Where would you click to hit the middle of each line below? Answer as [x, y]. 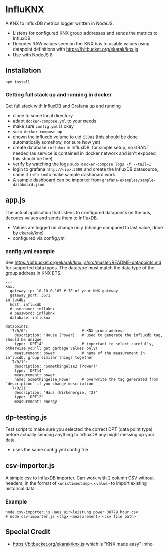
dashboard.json [28, 185]
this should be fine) [32, 159]
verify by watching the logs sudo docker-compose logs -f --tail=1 [82, 164]
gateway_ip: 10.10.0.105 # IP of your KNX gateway [64, 291]
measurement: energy [36, 402]
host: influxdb [26, 305]
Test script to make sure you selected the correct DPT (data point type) [79, 429]
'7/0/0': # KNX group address [67, 331]
